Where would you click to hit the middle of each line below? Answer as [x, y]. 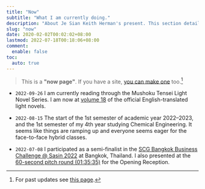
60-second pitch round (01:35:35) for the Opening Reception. [92, 162]
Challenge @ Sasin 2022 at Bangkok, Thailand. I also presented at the [103, 155]
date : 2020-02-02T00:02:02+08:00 [49, 35]
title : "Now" [23, 12]
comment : [17, 46]
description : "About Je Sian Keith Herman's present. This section [94, 23]
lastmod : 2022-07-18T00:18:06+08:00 [53, 40]
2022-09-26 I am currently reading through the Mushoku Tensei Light [101, 93]
